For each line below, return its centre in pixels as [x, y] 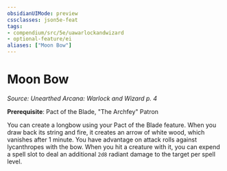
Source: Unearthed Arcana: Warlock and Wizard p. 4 [82, 98]
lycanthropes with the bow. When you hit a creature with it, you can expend [114, 147]
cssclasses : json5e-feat [43, 20]
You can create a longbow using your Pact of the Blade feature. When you [112, 125]
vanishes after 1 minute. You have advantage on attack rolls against [102, 139]
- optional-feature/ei [39, 39]
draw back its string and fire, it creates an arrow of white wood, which [106, 132]
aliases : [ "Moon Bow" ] [39, 45]
